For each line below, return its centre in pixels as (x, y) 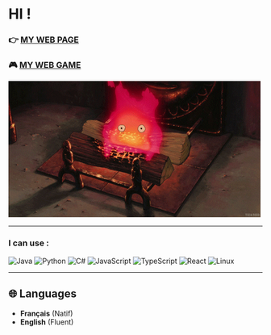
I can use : (29, 243)
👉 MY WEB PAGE (44, 40)
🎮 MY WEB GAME (45, 65)
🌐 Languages (42, 294)
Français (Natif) (46, 313)
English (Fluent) (47, 322)
